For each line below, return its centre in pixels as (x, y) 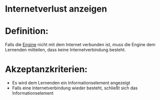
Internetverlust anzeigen (56, 9)
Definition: (27, 31)
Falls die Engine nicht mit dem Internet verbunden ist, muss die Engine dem (80, 45)
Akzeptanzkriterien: (46, 69)
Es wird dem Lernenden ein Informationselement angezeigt (71, 83)
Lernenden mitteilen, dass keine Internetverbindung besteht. (65, 50)
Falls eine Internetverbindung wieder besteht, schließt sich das (75, 88)
